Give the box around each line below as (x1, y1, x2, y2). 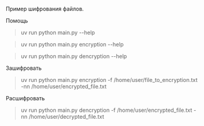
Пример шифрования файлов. (6, 6, 84, 12)
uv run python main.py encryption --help (20, 41, 124, 48)
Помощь (6, 17, 28, 24)
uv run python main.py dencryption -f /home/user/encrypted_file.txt (20, 106, 192, 114)
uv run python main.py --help (20, 29, 96, 36)
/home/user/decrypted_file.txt (29, 113, 105, 120)
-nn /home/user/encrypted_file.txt (20, 83, 107, 90)
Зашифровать (6, 64, 42, 72)
